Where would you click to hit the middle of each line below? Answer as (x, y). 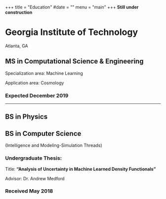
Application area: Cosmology (35, 83)
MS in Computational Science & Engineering (74, 61)
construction (19, 12)
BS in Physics (26, 117)
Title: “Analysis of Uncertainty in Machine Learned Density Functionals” (81, 169)
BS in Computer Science (43, 133)
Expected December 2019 (37, 96)
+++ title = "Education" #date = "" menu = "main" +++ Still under (72, 7)
